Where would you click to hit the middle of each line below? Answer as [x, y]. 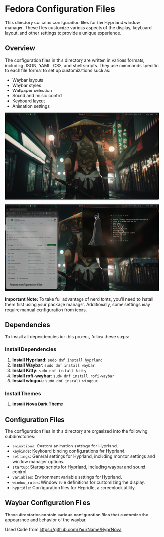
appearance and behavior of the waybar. [46, 520]
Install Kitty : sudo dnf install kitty [49, 370]
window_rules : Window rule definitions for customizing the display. [79, 482]
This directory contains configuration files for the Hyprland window [72, 22]
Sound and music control [37, 95]
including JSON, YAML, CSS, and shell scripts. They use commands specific [82, 65]
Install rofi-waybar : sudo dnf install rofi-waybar [63, 376]
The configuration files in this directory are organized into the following [76, 431]
